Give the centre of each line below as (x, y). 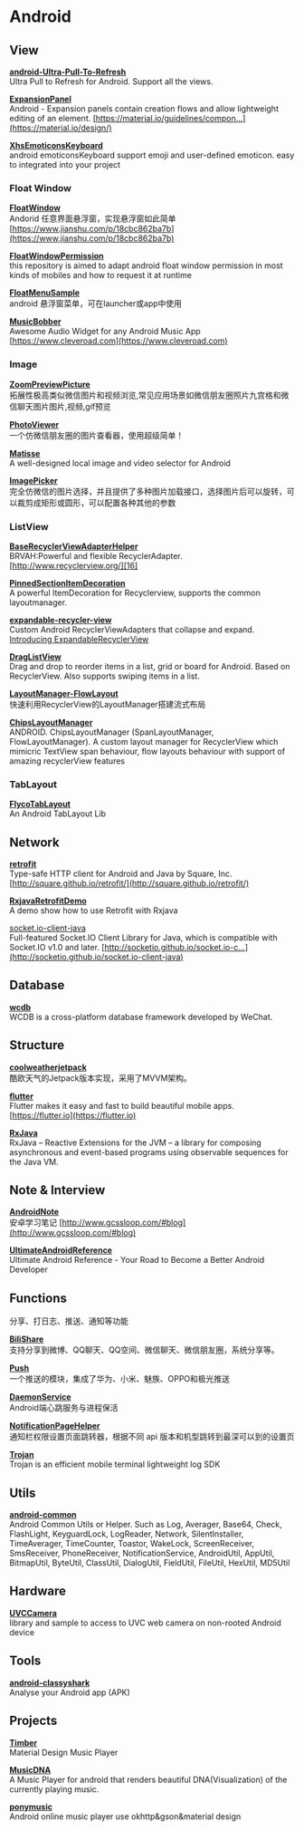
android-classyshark (50, 1682)
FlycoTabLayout (40, 805)
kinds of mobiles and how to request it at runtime (101, 275)
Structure (37, 1045)
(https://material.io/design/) (61, 128)
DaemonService (40, 1397)
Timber (24, 1742)
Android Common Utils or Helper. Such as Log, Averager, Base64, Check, (146, 1525)
